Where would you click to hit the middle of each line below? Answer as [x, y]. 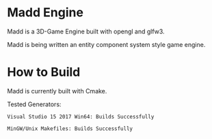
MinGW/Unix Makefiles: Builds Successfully [70, 128]
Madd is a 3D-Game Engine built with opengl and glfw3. [86, 31]
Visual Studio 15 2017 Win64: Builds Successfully [81, 117]
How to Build [44, 72]
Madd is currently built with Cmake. [57, 91]
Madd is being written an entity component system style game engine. [106, 44]
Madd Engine [45, 13]
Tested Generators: [34, 104]
